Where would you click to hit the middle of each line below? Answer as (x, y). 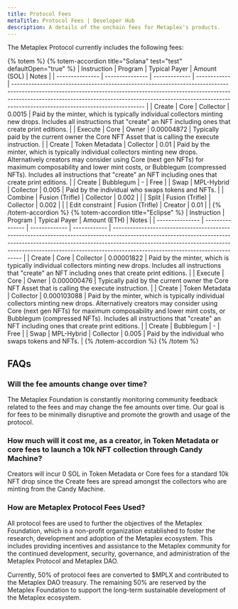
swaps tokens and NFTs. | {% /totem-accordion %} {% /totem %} (103, 341)
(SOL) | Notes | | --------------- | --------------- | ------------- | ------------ (119, 76)
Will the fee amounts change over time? (77, 384)
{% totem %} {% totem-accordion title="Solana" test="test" (95, 61)
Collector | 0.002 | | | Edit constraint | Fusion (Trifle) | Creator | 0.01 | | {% (114, 205)
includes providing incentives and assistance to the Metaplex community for (119, 546)
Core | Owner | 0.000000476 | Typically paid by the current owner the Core (118, 281)
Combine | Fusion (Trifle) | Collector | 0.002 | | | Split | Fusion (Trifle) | (109, 197)
